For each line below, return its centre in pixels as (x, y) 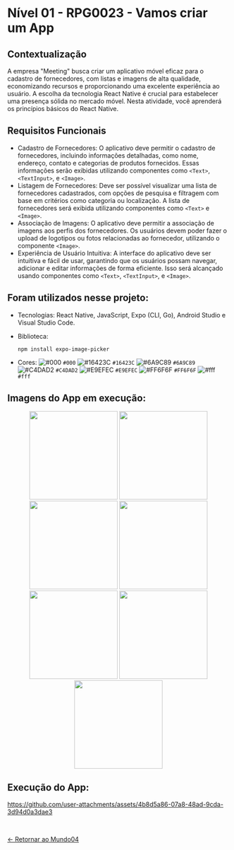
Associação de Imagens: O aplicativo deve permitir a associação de (116, 223)
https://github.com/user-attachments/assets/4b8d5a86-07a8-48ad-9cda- (116, 805)
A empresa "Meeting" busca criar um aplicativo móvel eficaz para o (106, 71)
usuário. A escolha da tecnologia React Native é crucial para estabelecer (113, 94)
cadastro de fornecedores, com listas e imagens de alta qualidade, (104, 78)
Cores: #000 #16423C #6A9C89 (106, 362)
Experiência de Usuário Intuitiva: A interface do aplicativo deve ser (114, 253)
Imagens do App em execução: (77, 398)
